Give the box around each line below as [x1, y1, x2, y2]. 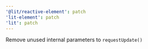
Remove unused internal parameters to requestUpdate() [5, 36, 143, 44]
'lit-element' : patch [5, 14, 60, 20]
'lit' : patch [5, 20, 38, 26]
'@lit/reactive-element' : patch [5, 8, 86, 15]
